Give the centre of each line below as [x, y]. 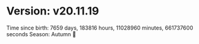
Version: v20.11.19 [53, 11]
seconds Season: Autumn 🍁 [41, 34]
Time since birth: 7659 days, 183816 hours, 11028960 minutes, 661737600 [100, 28]
